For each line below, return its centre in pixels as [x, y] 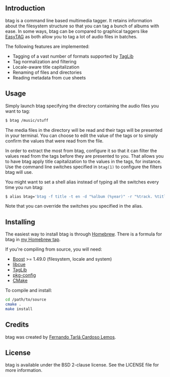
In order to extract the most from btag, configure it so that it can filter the [81, 151]
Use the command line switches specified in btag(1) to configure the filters [83, 167]
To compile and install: [29, 291]
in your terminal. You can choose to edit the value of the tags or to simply [82, 135]
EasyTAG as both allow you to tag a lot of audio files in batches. [71, 36]
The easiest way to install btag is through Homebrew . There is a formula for [84, 234]
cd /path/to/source [26, 300]
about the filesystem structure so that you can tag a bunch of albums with [82, 26]
